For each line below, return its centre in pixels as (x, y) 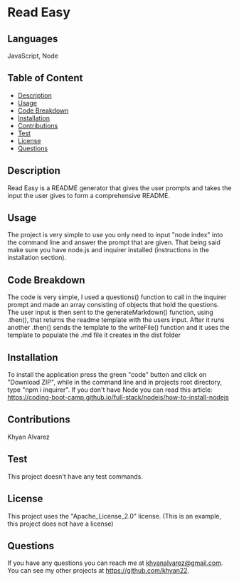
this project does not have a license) (60, 524)
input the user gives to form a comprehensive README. (89, 195)
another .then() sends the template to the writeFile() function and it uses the (118, 328)
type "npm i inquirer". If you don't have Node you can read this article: (110, 390)
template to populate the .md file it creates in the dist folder (94, 335)
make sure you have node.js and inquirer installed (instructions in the (108, 250)
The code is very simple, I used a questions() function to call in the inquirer (117, 297)
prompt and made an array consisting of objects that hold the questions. (113, 305)
